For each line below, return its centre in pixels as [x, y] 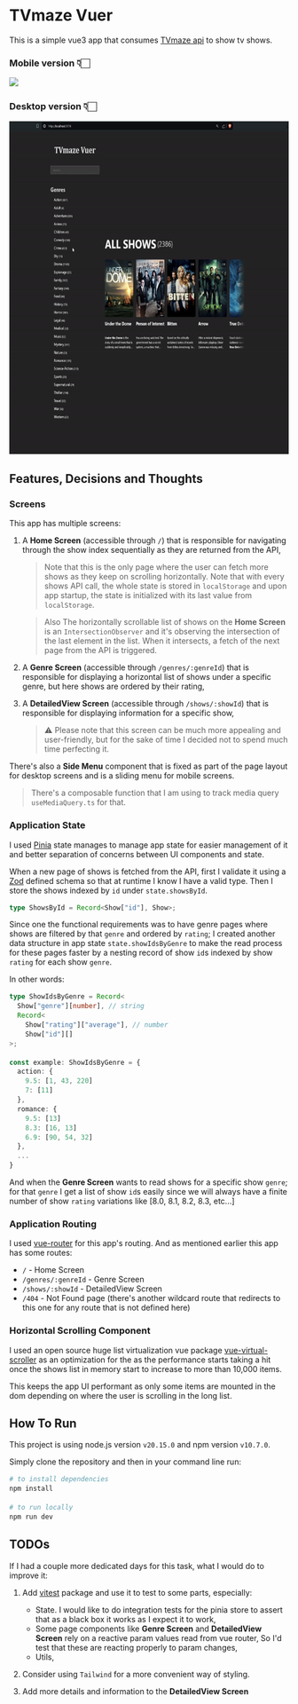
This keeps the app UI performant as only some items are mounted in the [143, 1386]
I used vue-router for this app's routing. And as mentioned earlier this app [144, 1243]
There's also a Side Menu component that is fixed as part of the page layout [149, 766]
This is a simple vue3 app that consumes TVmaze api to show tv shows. [141, 40]
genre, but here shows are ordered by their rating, [114, 686]
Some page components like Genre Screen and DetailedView [149, 1629]
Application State [47, 825]
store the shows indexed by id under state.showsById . [109, 890]
